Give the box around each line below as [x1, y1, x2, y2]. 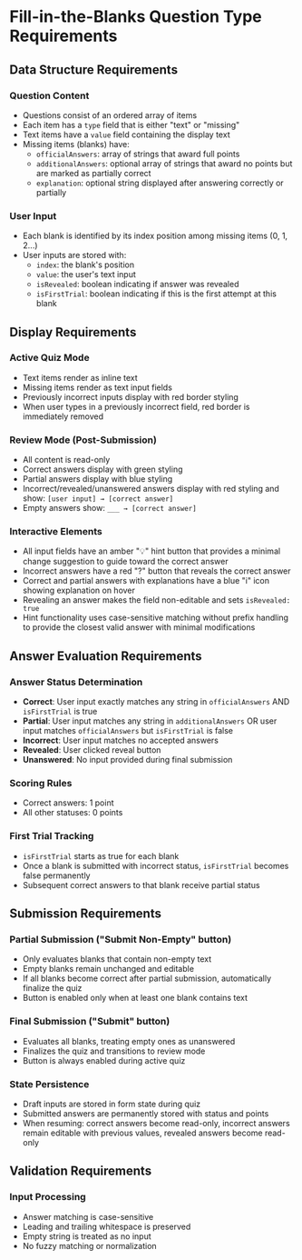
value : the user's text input [35, 269, 136, 280]
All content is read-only [22, 455, 111, 465]
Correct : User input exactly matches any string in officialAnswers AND [22, 696, 290, 707]
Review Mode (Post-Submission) [9, 434, 157, 446]
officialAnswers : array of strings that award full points [35, 148, 240, 159]
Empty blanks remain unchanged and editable [22, 964, 195, 975]
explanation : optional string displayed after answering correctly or [35, 177, 284, 188]
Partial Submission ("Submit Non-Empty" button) [9, 934, 232, 946]
